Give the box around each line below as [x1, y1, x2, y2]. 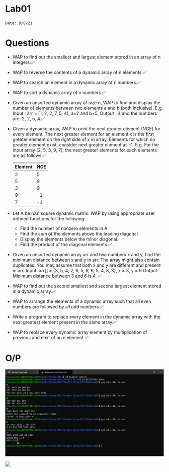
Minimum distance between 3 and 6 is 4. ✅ [12, 273, 102, 279]
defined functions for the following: [12, 216, 86, 222]
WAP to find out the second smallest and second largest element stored [12, 283, 161, 289]
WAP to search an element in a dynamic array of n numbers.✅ [12, 79, 141, 86]
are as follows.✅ [12, 152, 47, 159]
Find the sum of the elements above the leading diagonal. [20, 231, 139, 237]
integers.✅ [12, 59, 35, 65]
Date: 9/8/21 [5, 21, 33, 26]
